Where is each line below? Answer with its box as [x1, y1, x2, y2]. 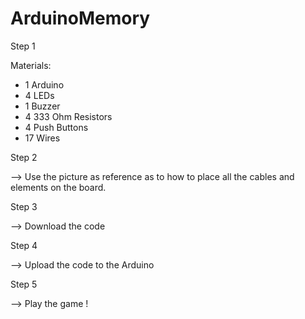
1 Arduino [24, 78, 65, 91]
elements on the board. [10, 181, 107, 193]
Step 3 [10, 200, 38, 212]
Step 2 [10, 151, 38, 163]
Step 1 [10, 40, 36, 52]
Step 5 [10, 278, 38, 290]
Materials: [10, 59, 52, 71]
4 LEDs [24, 89, 55, 101]
